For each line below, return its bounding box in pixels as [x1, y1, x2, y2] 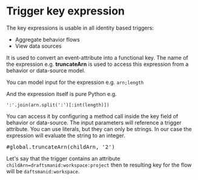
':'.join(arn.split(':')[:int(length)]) [6, 101, 110, 108]
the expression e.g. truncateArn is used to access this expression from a [6, 60, 189, 68]
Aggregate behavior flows [15, 36, 80, 43]
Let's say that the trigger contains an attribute [6, 155, 120, 162]
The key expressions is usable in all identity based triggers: [6, 24, 154, 31]
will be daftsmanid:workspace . [6, 167, 80, 175]
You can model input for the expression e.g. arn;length [6, 79, 144, 86]
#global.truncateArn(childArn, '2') [6, 143, 115, 150]
